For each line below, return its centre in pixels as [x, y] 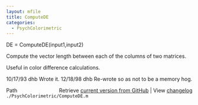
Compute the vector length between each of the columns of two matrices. [96, 56]
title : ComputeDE [27, 17]
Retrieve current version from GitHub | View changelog [126, 91]
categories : [21, 22]
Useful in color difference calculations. [53, 68]
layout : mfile [24, 12]
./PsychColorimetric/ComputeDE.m [47, 96]
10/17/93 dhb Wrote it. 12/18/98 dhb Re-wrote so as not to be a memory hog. [99, 79]
